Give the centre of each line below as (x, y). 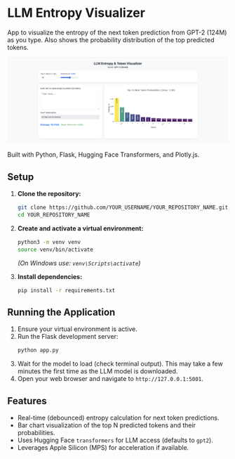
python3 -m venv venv (49, 242)
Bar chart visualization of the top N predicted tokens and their (107, 425)
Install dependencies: (50, 276)
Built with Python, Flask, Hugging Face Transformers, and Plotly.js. (103, 155)
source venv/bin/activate (55, 250)
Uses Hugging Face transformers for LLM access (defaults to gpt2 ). (115, 440)
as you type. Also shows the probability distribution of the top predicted (111, 39)
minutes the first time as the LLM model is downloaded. (98, 371)
